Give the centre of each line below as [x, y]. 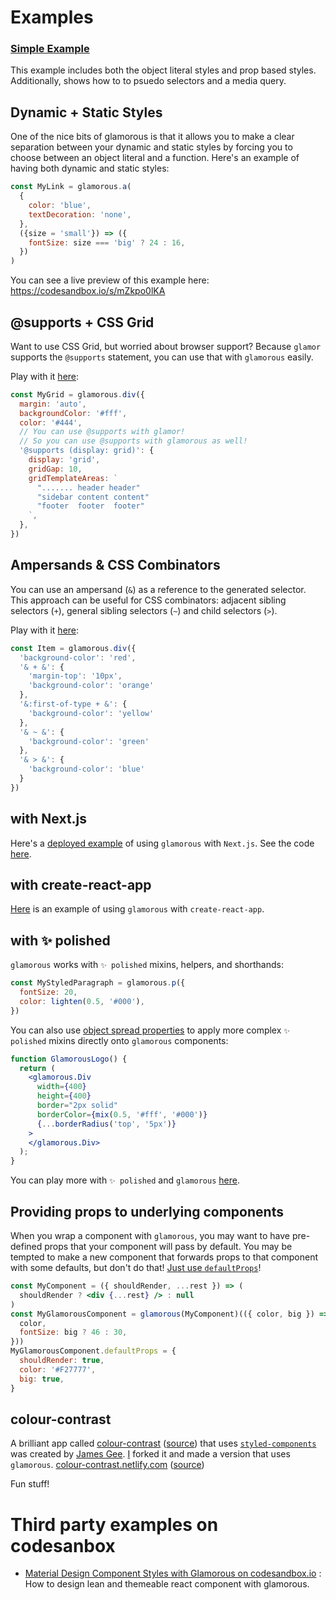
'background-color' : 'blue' [86, 769]
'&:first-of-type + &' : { [73, 704]
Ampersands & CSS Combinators [115, 565]
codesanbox [63, 1545]
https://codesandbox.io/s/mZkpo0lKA [88, 291]
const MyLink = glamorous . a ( [71, 187]
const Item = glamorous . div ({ [73, 648]
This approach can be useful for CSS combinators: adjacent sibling [148, 600]
